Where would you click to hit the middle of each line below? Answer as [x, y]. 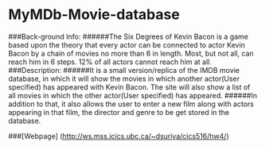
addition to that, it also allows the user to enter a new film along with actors [131, 104]
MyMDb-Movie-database [94, 15]
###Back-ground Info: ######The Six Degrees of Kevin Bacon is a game [129, 36]
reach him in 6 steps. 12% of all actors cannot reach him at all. [110, 62]
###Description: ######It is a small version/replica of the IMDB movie [124, 70]
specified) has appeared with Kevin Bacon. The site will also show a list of [129, 87]
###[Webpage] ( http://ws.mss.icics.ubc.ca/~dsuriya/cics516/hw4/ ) [119, 136]
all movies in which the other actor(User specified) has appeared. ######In [132, 95]
